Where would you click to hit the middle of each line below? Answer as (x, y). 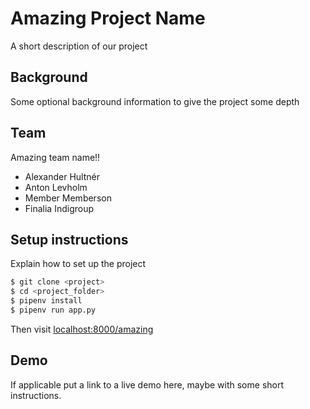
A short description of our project (79, 46)
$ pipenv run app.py (53, 310)
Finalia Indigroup (59, 208)
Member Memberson (68, 198)
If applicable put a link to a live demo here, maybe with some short (147, 384)
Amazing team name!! (55, 157)
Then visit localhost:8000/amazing (82, 329)
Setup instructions (69, 239)
